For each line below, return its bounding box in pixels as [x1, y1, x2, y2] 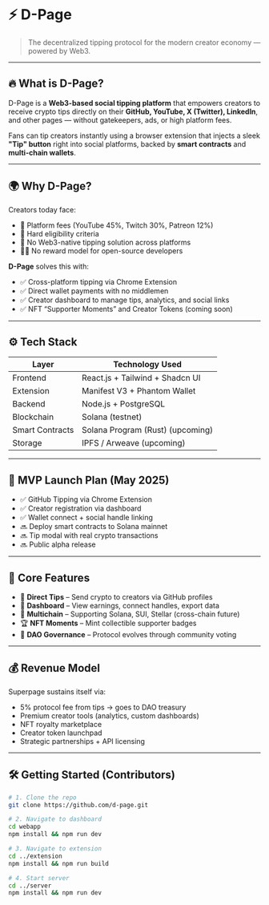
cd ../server [8, 882, 52, 890]
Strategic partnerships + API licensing [19, 736, 146, 745]
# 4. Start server [8, 874, 70, 882]
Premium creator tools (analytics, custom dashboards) [19, 710, 200, 721]
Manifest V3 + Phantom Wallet [81, 386, 196, 397]
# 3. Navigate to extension [8, 845, 102, 853]
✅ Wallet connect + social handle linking [19, 513, 154, 523]
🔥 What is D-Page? [8, 77, 104, 91]
